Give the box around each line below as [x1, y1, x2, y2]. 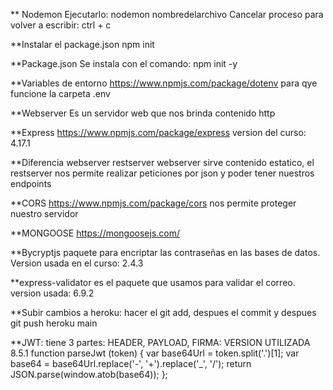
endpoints [10, 178, 52, 189]
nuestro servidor [10, 208, 79, 219]
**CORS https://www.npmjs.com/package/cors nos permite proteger [10, 197, 297, 209]
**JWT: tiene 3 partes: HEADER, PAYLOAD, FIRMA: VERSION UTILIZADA [10, 337, 311, 348]
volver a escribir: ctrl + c [10, 19, 112, 31]
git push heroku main [10, 317, 98, 329]
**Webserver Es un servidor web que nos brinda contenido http [10, 107, 276, 119]
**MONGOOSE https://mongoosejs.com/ [10, 227, 181, 239]
